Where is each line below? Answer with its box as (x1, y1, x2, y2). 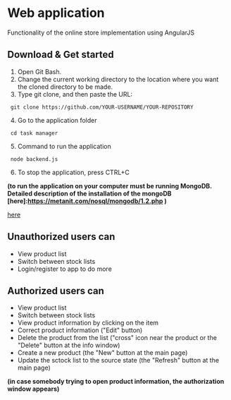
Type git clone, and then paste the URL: (17, 90, 132, 98)
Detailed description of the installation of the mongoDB (7, 189, 172, 198)
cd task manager (10, 129, 58, 137)
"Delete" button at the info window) (17, 341, 120, 350)
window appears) (7, 384, 60, 393)
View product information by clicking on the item (17, 319, 159, 327)
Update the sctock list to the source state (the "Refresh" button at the (17, 356, 220, 365)
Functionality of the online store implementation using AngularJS (7, 28, 195, 37)
